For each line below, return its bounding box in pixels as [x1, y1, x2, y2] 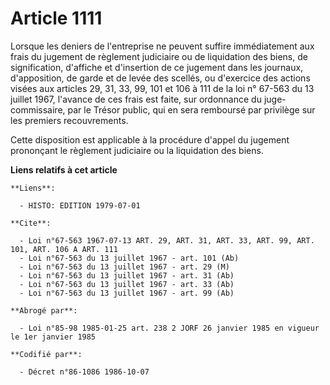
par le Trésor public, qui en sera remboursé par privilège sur [67, 103, 316, 116]
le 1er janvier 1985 [10, 332, 97, 342]
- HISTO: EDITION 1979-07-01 [19, 200, 141, 211]
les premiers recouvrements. [10, 114, 129, 126]
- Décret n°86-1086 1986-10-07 [19, 367, 150, 377]
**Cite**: [10, 218, 52, 228]
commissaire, [10, 103, 66, 116]
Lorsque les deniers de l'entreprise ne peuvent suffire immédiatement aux [10, 40, 315, 52]
